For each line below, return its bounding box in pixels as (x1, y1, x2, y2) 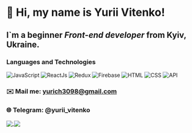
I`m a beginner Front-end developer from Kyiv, (6, 30, 186, 40)
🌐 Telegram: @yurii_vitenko (6, 106, 90, 114)
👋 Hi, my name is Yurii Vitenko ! (6, 5, 165, 20)
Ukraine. (6, 39, 40, 49)
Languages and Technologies (6, 57, 96, 66)
